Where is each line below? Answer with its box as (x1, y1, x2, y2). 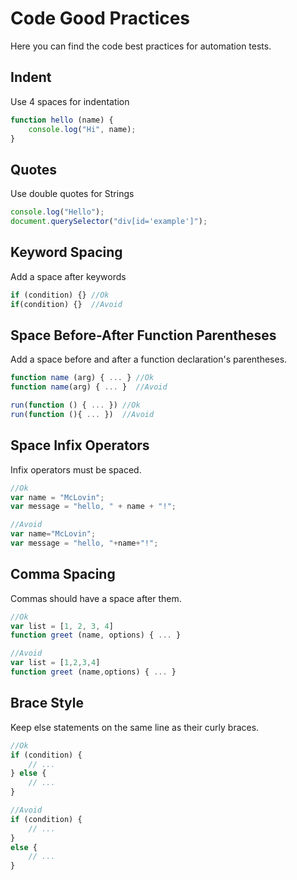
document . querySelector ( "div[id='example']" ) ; (10, 217, 208, 227)
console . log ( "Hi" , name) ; (28, 124, 137, 134)
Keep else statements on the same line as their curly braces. (10, 721, 260, 733)
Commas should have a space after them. (10, 592, 182, 604)
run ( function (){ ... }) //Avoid (10, 409, 155, 419)
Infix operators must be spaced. (10, 463, 142, 476)
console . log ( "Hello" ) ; (10, 207, 105, 217)
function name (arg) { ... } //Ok (10, 373, 155, 383)
